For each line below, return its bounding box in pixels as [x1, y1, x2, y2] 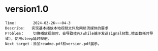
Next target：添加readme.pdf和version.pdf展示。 [5, 41, 102, 46]
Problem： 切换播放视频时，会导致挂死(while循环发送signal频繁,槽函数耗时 [5, 31, 150, 36]
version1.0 [5, 3, 49, 15]
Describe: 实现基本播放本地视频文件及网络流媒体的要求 [5, 25, 109, 30]
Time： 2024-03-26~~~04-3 [5, 21, 71, 25]
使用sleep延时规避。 [14, 36, 52, 41]
